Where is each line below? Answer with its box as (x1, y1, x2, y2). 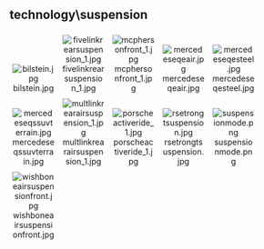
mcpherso (114, 63, 153, 74)
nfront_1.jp (114, 73, 153, 84)
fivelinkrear (62, 63, 105, 74)
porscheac (113, 136, 154, 147)
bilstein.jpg (13, 82, 55, 94)
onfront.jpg (12, 229, 55, 240)
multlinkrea (62, 136, 105, 147)
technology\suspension (9, 7, 148, 23)
